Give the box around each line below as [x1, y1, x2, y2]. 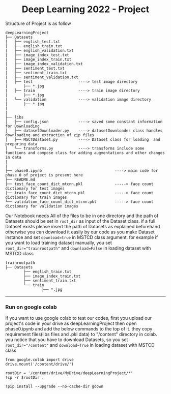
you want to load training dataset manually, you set [5, 239, 112, 246]
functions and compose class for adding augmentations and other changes [5, 150, 165, 156]
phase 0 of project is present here [5, 172, 83, 177]
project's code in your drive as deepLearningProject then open [5, 320, 137, 326]
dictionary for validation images [5, 203, 79, 209]
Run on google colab [5, 304, 57, 311]
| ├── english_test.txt [5, 39, 60, 44]
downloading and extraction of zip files [5, 132, 95, 138]
